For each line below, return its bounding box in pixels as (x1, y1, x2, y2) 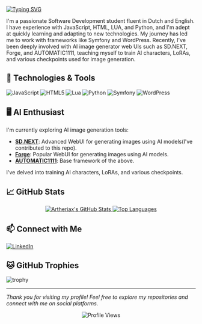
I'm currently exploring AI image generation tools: (6, 126, 129, 133)
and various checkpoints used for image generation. (6, 56, 136, 63)
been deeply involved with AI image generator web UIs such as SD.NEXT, (6, 43, 188, 50)
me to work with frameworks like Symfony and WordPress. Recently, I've (6, 37, 186, 43)
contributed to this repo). (14, 144, 77, 151)
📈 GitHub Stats (6, 187, 65, 197)
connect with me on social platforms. (6, 300, 99, 307)
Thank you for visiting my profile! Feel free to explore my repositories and (6, 293, 188, 301)
